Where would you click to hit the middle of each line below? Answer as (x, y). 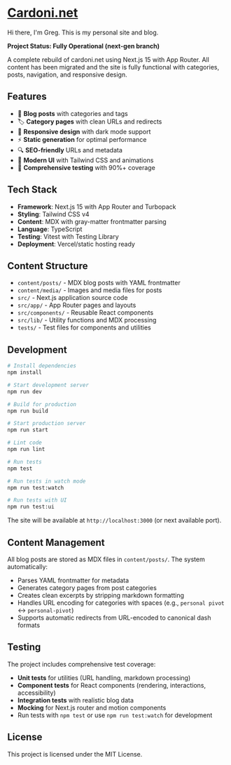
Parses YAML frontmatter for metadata (73, 580)
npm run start (28, 430)
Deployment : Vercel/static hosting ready (76, 244)
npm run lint (26, 450)
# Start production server (47, 424)
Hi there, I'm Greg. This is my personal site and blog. (83, 32)
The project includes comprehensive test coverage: (82, 664)
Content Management (56, 542)
